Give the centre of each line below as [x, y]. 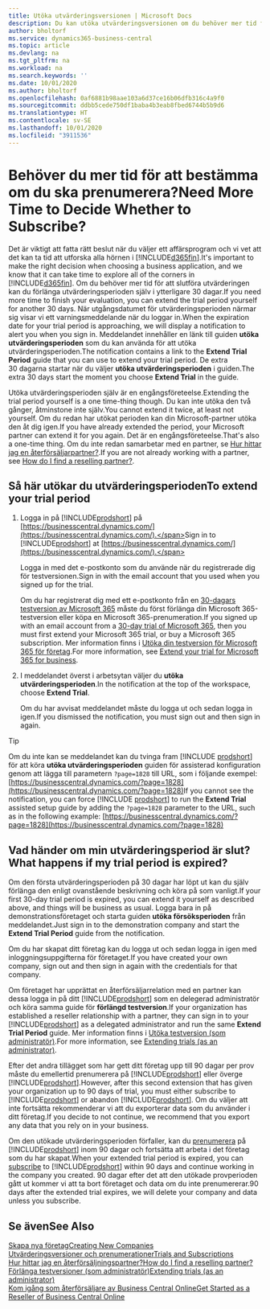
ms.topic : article [39, 46]
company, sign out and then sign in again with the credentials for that [123, 966]
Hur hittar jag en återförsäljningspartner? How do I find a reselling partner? [131, 1262]
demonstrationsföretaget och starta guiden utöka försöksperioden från [127, 917]
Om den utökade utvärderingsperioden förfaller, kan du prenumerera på [127, 1141]
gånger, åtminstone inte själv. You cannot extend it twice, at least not [121, 409]
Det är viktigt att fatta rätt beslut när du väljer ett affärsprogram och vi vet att [135, 248]
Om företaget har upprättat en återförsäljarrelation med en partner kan [125, 991]
